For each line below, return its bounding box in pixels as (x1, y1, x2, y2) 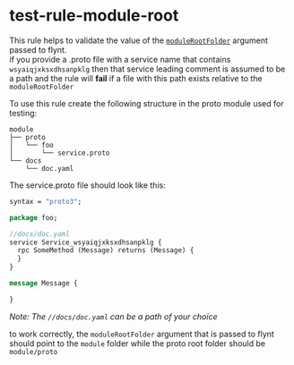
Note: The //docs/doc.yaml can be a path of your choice (9, 310, 218, 322)
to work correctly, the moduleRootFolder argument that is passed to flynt (9, 328, 275, 339)
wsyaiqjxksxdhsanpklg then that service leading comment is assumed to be (9, 64, 286, 74)
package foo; (9, 213, 58, 222)
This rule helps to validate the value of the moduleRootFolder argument (9, 35, 269, 46)
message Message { (9, 279, 78, 288)
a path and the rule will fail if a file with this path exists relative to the (9, 72, 263, 83)
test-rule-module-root (9, 5, 179, 26)
